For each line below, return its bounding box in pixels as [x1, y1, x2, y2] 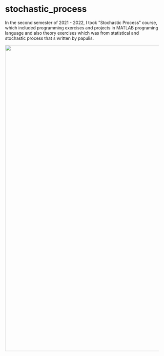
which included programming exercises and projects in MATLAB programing [5, 24, 159, 30]
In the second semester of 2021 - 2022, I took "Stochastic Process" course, [5, 20, 158, 25]
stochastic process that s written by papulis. [5, 35, 94, 41]
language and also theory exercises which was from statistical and [5, 30, 139, 36]
